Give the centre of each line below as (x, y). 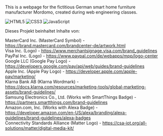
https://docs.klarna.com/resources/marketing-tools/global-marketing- (76, 87)
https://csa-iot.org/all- (125, 123)
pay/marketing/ (20, 76)
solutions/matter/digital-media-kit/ (40, 128)
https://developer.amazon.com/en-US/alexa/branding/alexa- (66, 113)
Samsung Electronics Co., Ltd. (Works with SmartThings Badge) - (71, 97)
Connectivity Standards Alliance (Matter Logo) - (53, 123)
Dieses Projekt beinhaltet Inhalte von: (42, 31)
